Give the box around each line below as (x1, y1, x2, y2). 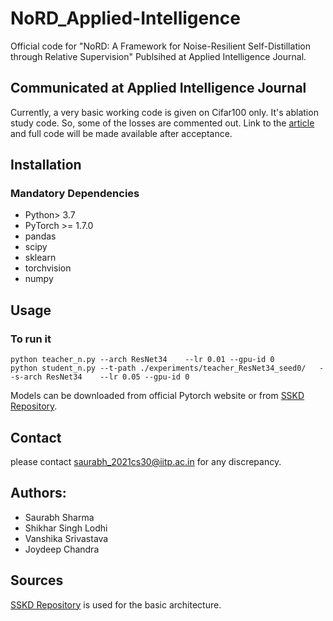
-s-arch (10, 372, 43, 382)
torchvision (24, 262, 72, 274)
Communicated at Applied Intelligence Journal (10, 80, 307, 97)
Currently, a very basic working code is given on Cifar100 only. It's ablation (10, 106, 319, 118)
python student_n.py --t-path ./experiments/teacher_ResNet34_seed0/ (10, 363, 307, 374)
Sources (10, 572, 64, 589)
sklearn (24, 252, 57, 264)
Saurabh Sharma (24, 511, 95, 523)
